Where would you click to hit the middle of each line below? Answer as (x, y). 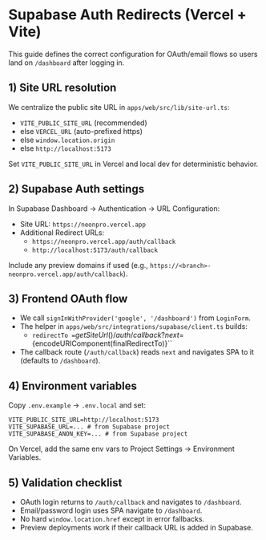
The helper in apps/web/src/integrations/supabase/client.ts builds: (134, 327)
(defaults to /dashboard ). (60, 361)
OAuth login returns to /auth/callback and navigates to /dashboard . (131, 502)
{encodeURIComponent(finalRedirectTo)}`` (102, 343)
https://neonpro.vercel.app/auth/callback (104, 242)
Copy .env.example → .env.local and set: (77, 405)
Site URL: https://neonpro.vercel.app (83, 224)
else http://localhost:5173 (66, 148)
